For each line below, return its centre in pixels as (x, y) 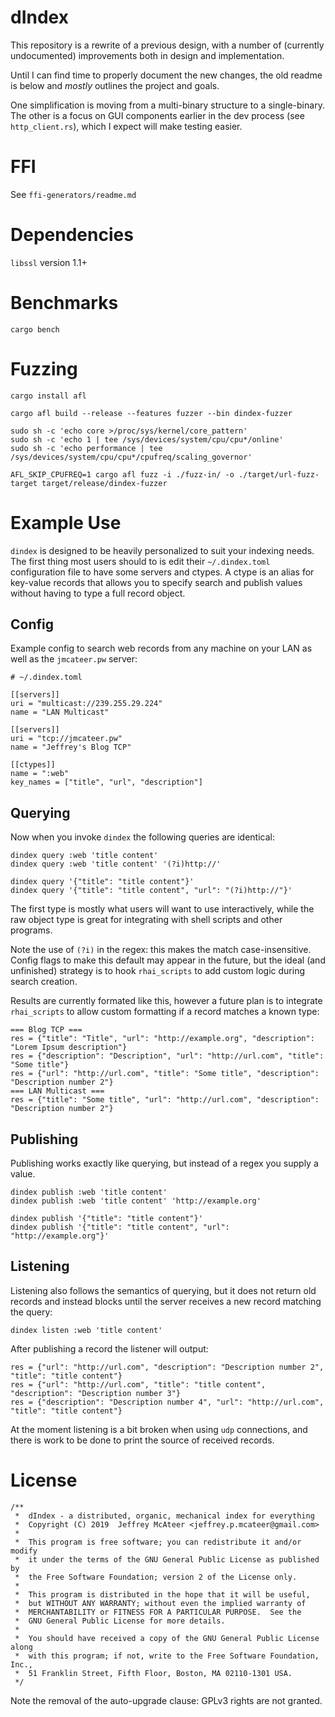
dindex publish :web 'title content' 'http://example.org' (136, 1201)
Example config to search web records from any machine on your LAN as (161, 648)
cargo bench (35, 329)
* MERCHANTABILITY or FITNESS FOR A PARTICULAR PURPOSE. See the (158, 1612)
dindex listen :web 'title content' (86, 1330)
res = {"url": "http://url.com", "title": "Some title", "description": (165, 1074)
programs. (31, 930)
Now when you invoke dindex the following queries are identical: (142, 837)
